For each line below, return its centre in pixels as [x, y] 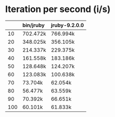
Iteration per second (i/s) [58, 9]
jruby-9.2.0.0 [67, 25]
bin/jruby [33, 25]
